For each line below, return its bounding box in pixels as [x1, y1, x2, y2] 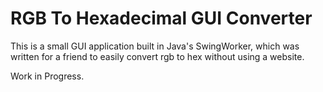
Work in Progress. [10, 70, 85, 82]
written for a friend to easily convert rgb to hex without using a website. [10, 50, 305, 62]
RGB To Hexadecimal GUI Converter [10, 7, 313, 30]
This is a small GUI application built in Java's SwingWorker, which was [10, 40, 300, 52]
